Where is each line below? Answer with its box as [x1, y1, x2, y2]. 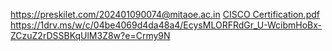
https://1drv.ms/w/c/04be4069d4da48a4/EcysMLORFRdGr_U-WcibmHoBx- [10, 19, 323, 31]
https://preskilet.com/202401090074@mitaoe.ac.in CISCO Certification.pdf [10, 9, 320, 20]
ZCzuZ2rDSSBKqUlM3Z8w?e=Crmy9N [10, 30, 171, 41]
